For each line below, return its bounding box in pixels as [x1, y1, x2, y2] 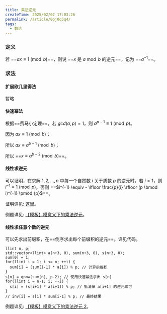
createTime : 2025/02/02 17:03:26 [5, 12, 75, 17]
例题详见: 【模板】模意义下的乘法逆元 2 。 [5, 303, 92, 309]
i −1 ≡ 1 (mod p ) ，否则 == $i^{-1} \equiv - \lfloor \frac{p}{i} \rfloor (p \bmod [5, 183, 157, 190]
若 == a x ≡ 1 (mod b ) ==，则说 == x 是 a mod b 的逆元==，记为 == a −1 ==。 [5, 55, 158, 62]
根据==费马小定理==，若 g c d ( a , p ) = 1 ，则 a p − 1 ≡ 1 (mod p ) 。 [5, 119, 135, 126]
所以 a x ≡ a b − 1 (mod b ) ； [5, 141, 59, 148]
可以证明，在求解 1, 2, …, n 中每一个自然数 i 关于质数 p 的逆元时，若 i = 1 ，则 [5, 177, 162, 184]
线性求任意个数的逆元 [5, 224, 49, 230]
